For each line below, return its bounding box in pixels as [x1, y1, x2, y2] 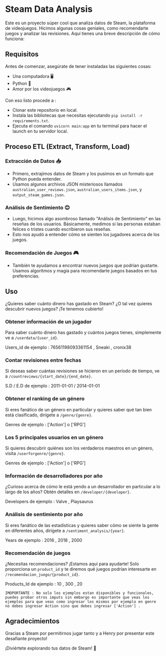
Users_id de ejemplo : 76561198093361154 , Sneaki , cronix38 [5, 344, 131, 350]
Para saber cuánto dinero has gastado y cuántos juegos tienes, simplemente [5, 329, 162, 335]
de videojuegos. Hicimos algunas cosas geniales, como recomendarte [5, 25, 149, 31]
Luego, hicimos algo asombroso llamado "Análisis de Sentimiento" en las [12, 215, 161, 221]
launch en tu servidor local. [12, 128, 68, 134]
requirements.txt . [12, 118, 50, 124]
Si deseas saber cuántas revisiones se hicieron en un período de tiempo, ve [5, 368, 160, 374]
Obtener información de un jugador [5, 318, 92, 325]
